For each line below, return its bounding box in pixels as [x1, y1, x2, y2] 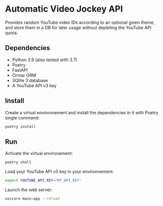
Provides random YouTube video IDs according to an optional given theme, [5, 19, 155, 25]
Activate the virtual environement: [5, 151, 73, 156]
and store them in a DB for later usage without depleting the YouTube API [5, 24, 152, 30]
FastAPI [12, 67, 28, 73]
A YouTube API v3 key [12, 83, 57, 88]
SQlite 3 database [12, 77, 48, 83]
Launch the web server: [5, 187, 53, 192]
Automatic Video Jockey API [5, 3, 123, 15]
